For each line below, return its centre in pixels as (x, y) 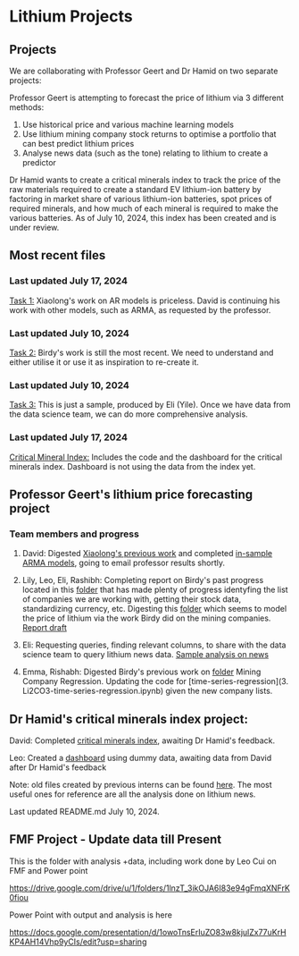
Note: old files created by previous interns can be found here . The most (141, 785)
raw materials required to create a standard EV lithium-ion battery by (135, 189)
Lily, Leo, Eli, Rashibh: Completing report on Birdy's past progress (143, 580)
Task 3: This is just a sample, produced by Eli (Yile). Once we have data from (150, 405)
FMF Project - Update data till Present (116, 839)
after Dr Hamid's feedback (58, 767)
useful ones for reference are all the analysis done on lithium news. (133, 794)
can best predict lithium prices (78, 144)
